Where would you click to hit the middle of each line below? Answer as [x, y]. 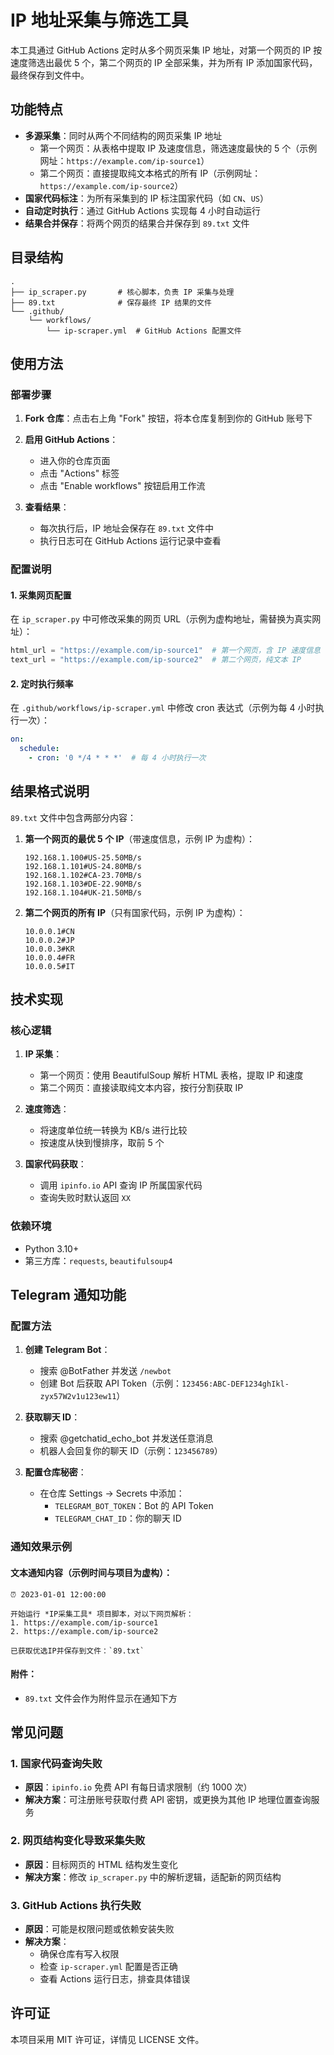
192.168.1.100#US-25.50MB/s [83, 857]
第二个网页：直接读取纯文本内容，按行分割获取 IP [141, 1088]
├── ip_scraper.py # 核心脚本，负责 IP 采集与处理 [122, 292]
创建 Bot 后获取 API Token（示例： [110, 1383]
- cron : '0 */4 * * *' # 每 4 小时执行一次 [117, 758]
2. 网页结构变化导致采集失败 [78, 1841]
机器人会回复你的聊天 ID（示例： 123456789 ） [131, 1451]
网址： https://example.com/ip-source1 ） [124, 160]
